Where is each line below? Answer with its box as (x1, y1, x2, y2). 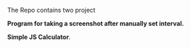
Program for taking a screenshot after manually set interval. (7, 19, 185, 27)
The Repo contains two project (7, 6, 95, 14)
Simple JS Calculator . (7, 33, 71, 41)
